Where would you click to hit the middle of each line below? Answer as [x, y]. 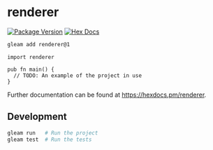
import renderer [31, 57]
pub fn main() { [31, 69]
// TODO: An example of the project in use [78, 75]
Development [37, 117]
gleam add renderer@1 [39, 44]
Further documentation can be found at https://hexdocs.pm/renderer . [107, 95]
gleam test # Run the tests [50, 139]
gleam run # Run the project [53, 133]
